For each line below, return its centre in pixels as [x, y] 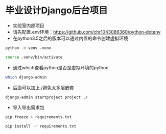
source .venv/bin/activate [34, 57]
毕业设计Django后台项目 [57, 10]
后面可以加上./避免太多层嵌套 [43, 88]
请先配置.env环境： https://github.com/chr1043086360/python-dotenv [87, 32]
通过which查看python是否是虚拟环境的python [61, 67]
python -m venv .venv [28, 48]
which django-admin [26, 77]
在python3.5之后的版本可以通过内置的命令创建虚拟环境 [70, 38]
